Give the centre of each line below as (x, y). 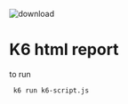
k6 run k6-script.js (51, 90)
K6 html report (64, 50)
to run (20, 74)
